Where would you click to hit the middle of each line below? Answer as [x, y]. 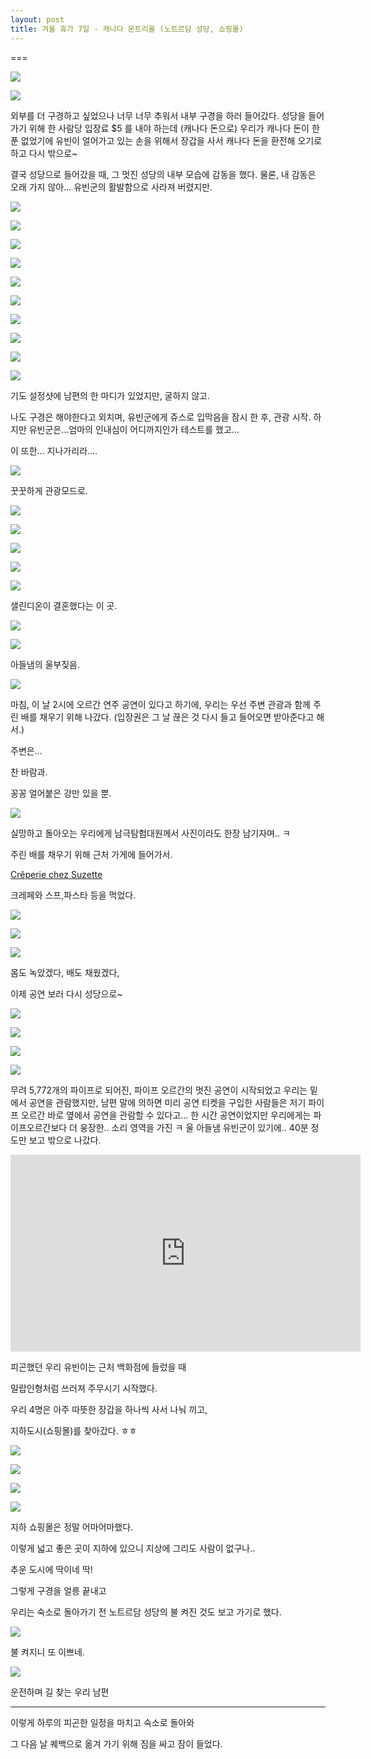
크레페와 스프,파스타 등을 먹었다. [73, 895]
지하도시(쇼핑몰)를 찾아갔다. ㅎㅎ [74, 1430]
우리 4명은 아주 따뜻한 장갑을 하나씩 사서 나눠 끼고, [109, 1409]
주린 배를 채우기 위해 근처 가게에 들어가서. [91, 854]
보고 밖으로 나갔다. [65, 1140]
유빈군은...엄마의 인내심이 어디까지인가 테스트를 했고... [134, 429]
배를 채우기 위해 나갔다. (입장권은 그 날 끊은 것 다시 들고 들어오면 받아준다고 [167, 717]
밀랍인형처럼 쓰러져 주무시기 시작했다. [84, 1388]
